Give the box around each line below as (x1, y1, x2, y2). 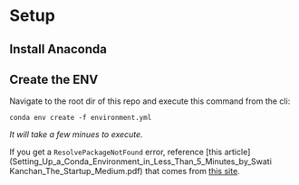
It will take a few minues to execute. (9, 129, 143, 140)
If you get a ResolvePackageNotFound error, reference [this (9, 146, 223, 158)
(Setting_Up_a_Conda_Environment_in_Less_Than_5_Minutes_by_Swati (9, 156, 272, 167)
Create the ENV (9, 71, 99, 87)
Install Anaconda (9, 42, 107, 57)
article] (224, 146, 251, 158)
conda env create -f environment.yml (9, 114, 152, 123)
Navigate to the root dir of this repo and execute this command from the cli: (9, 96, 291, 106)
